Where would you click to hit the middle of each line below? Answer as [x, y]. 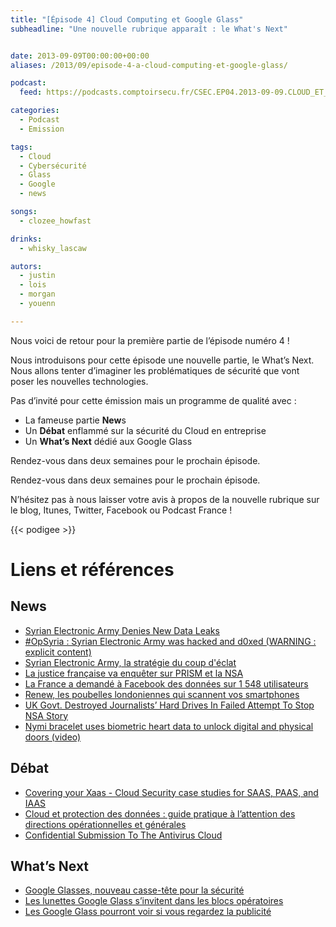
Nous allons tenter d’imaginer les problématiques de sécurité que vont [155, 370]
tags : [21, 147]
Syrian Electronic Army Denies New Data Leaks [122, 630]
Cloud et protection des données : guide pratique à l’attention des [160, 813]
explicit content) [58, 652]
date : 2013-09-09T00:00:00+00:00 [80, 56]
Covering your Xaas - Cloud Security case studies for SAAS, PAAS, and [171, 792]
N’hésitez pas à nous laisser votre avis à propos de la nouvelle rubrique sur [165, 499]
